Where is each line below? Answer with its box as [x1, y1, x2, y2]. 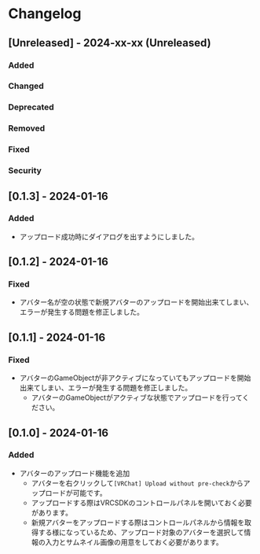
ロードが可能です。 [45, 488, 108, 497]
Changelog [8, 5, 82, 23]
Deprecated [8, 102, 55, 113]
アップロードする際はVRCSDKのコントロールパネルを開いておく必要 [31, 497, 253, 508]
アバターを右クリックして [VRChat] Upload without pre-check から [31, 478, 244, 488]
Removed [8, 123, 46, 134]
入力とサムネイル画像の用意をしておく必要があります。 [45, 537, 224, 547]
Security [8, 165, 42, 176]
